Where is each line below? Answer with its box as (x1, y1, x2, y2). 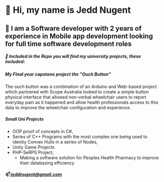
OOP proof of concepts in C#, (12, 128, 73, 134)
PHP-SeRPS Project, (12, 149, 54, 155)
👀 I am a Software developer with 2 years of (5, 24, 142, 33)
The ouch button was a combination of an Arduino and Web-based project (5, 84, 157, 90)
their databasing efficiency (19, 160, 75, 166)
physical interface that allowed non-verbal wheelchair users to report (5, 94, 147, 100)
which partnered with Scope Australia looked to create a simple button (5, 89, 149, 94)
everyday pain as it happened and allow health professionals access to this (5, 99, 159, 105)
